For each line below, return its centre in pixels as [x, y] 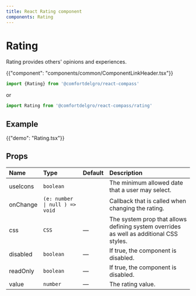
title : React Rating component [44, 11]
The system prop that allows [148, 219]
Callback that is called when [148, 201]
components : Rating [30, 17]
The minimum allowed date [146, 183]
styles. [118, 241]
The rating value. [132, 284]
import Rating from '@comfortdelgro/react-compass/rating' [79, 106]
